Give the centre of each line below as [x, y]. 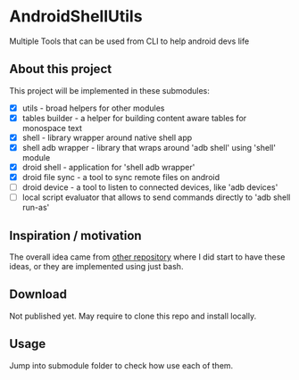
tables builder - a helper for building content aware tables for [134, 118]
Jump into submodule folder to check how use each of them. [121, 365]
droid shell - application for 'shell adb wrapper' [108, 167]
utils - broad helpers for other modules [93, 108]
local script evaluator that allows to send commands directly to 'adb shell [156, 197]
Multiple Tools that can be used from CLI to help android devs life [129, 41]
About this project [61, 69]
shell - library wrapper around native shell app [107, 137]
